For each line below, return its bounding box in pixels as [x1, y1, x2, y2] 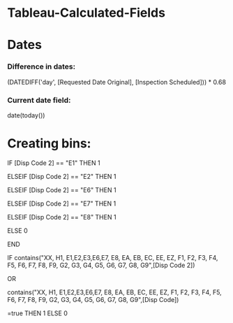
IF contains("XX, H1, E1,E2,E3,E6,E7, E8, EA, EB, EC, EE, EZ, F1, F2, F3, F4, [7, 253, 218, 261]
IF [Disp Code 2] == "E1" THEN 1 [7, 159, 100, 167]
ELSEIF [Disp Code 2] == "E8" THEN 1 [7, 213, 116, 221]
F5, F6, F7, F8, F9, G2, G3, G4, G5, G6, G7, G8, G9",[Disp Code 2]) [7, 261, 195, 269]
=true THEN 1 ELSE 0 [7, 309, 68, 317]
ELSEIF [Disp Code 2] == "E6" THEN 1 [7, 185, 116, 194]
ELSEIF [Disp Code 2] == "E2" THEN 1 [7, 172, 116, 180]
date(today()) [7, 110, 45, 120]
